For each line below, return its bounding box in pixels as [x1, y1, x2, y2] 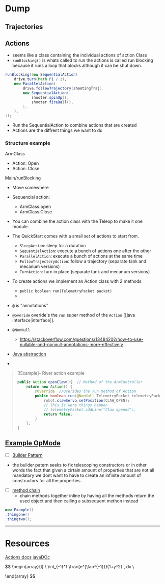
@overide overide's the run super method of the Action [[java [12, 312, 135, 318]
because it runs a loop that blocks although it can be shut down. [12, 62, 142, 69]
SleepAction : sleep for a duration [19, 243, 86, 249]
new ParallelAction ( [14, 82, 56, 87]
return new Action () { [26, 384, 73, 389]
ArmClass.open [19, 204, 51, 209]
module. [12, 224, 29, 230]
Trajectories [5, 23, 43, 31]
